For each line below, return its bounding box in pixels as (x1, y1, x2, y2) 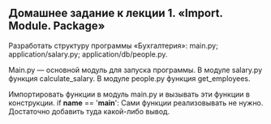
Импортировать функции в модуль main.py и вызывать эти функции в (8, 89, 250, 99)
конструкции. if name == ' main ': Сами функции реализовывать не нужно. (8, 97, 264, 108)
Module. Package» (8, 19, 105, 33)
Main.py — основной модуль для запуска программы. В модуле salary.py (8, 65, 263, 75)
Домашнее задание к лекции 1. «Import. (8, 6, 223, 20)
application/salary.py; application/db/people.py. (8, 49, 168, 59)
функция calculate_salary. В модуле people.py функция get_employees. (8, 73, 251, 83)
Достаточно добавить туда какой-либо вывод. (8, 106, 170, 116)
